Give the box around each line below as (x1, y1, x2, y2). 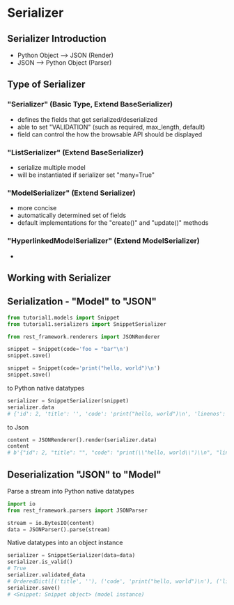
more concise (17, 204, 57, 212)
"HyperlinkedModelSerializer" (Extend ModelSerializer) (7, 236, 200, 246)
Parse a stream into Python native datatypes (7, 487, 134, 495)
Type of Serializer (7, 79, 86, 91)
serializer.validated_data (7, 572, 86, 579)
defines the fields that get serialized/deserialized (17, 115, 158, 123)
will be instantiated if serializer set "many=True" (17, 171, 155, 179)
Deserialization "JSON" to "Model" (7, 469, 162, 480)
